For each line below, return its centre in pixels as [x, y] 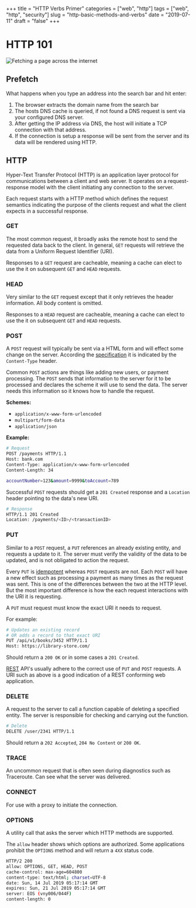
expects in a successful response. [47, 211]
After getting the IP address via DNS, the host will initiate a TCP [91, 123]
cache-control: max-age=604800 [44, 872]
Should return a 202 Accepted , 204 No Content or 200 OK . [74, 743]
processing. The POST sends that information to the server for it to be [89, 379]
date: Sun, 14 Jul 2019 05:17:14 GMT [52, 883]
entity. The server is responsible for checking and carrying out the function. [97, 715]
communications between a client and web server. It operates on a [86, 181]
